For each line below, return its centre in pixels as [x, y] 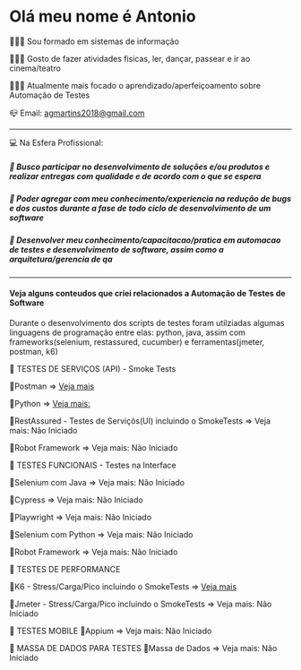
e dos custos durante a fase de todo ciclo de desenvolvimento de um [140, 208]
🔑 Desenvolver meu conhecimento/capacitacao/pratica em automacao [145, 240]
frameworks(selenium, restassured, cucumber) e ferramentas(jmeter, [137, 341]
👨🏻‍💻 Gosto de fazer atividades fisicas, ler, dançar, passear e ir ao [130, 58]
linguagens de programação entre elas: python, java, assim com [128, 332]
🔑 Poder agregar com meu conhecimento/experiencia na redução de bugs [150, 198]
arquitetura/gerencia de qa [61, 259]
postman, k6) [34, 351]
